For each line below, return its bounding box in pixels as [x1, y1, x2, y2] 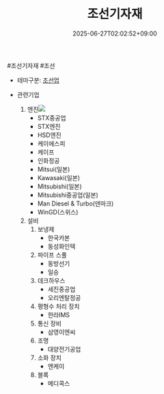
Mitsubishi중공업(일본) [37, 190, 99, 199]
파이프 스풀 [37, 251, 67, 259]
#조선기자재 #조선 [7, 61, 55, 69]
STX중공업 [37, 114, 66, 122]
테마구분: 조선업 [16, 76, 59, 84]
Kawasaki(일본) [37, 173, 81, 182]
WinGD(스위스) [37, 208, 79, 216]
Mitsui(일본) [37, 165, 70, 173]
